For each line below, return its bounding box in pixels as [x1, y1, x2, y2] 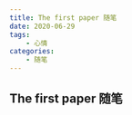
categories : [9, 47, 55, 56]
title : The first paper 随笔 [9, 13, 117, 23]
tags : [9, 30, 30, 39]
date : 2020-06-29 [9, 22, 76, 31]
